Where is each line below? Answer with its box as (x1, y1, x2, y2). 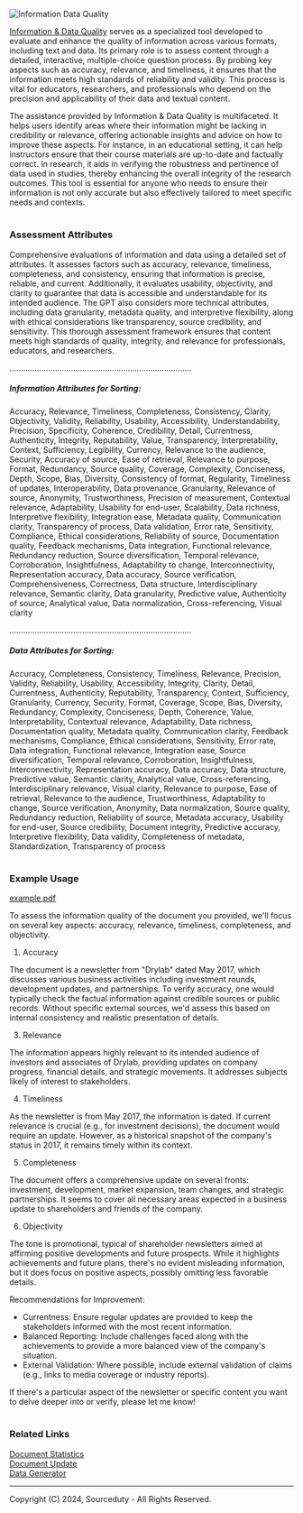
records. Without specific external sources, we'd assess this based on (9, 1002, 271, 1014)
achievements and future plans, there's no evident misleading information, (9, 1258, 286, 1269)
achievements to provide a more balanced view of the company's (22, 1341, 266, 1352)
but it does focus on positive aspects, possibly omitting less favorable (9, 1268, 269, 1278)
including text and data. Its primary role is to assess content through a (9, 45, 270, 56)
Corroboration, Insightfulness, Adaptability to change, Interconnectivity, (9, 559, 275, 570)
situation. (22, 1350, 57, 1361)
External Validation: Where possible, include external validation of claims (22, 1360, 293, 1370)
